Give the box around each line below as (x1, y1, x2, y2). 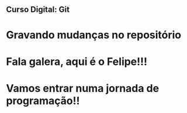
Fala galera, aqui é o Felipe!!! (6, 55, 148, 68)
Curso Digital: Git (6, 5, 70, 15)
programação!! (6, 94, 80, 107)
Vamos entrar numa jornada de (6, 81, 160, 95)
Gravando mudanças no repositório (6, 28, 182, 42)
